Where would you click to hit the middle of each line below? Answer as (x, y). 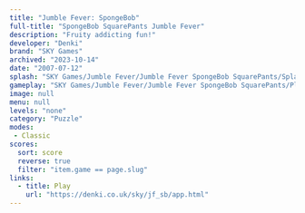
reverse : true (44, 161)
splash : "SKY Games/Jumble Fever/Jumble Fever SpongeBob (119, 77)
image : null (32, 93)
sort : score (40, 152)
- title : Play (44, 187)
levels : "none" (38, 111)
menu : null (30, 102)
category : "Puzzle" (46, 119)
